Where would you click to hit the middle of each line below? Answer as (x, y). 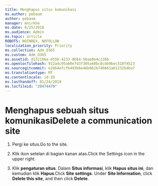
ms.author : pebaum (23, 14)
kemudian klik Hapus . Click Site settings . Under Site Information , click (82, 173)
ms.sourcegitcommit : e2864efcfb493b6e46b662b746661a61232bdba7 (70, 68)
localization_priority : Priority (39, 46)
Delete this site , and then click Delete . (50, 179)
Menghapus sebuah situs (57, 110)
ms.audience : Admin (25, 32)
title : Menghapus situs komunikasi (41, 9)
